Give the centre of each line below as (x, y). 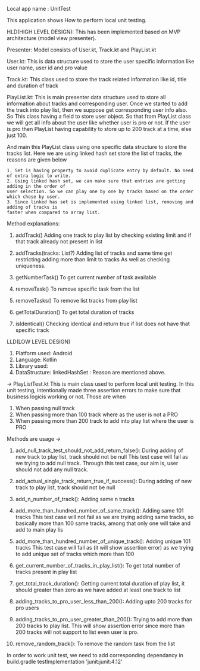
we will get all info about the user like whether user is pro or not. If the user (99, 123)
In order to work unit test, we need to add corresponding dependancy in (95, 655)
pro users (27, 608)
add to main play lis (39, 530)
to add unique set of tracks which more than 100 (75, 554)
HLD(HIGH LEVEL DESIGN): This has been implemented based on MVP (94, 32)
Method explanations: (33, 223)
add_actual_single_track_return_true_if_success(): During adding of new (104, 481)
